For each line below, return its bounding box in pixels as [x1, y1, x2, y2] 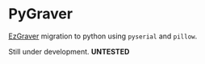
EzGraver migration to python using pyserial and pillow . [8, 31, 198, 41]
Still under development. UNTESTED [8, 46, 130, 56]
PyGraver [8, 5, 73, 23]
